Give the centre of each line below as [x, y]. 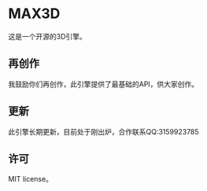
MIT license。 [31, 179]
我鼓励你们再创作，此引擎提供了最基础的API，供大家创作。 [103, 84]
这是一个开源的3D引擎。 [47, 36]
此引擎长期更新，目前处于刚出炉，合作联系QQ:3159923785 [103, 131]
